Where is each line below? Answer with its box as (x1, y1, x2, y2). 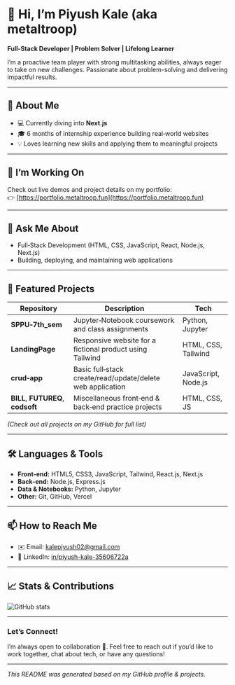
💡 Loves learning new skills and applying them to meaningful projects (17, 139, 218, 148)
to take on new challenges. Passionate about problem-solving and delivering (7, 65, 228, 74)
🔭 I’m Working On (7, 167, 85, 179)
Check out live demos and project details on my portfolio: (7, 185, 173, 193)
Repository (20, 304, 58, 314)
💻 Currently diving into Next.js (17, 118, 108, 127)
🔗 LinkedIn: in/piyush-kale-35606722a (17, 553, 129, 561)
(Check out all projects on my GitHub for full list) (7, 420, 147, 429)
